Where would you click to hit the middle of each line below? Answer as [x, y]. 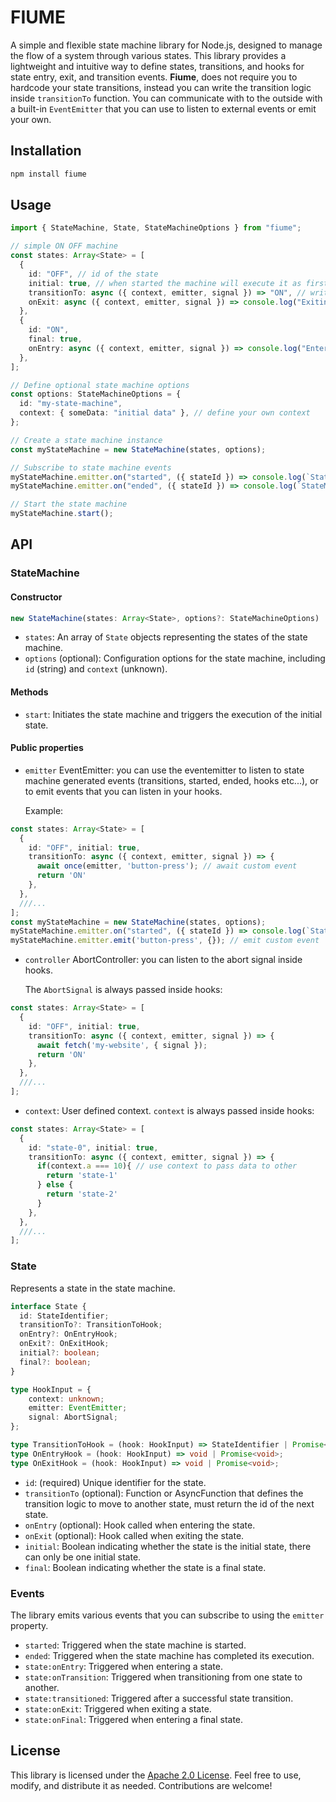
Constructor [36, 597]
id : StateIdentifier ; [64, 1316]
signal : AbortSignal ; [73, 1417]
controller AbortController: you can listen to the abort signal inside [163, 960]
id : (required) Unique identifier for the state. [115, 1482]
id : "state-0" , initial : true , [93, 1147]
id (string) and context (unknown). [96, 669]
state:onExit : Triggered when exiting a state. [118, 1708]
